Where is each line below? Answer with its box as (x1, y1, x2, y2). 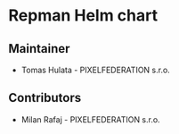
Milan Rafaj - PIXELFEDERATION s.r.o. (20, 113, 161, 125)
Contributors (8, 90, 82, 105)
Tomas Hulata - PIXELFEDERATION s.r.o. (20, 64, 170, 75)
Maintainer (8, 41, 70, 56)
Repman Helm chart (8, 5, 158, 26)
